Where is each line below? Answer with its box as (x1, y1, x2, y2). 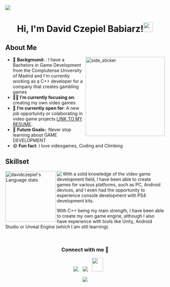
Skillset (5, 157, 29, 166)
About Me (5, 43, 37, 52)
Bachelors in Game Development (12, 62, 81, 68)
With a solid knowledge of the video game (63, 171, 151, 177)
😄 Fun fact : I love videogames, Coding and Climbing (12, 143, 123, 149)
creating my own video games (12, 100, 76, 106)
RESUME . (12, 121, 33, 127)
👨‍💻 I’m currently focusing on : (12, 94, 75, 100)
